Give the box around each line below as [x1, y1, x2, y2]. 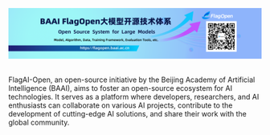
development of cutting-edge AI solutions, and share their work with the [8, 108, 247, 118]
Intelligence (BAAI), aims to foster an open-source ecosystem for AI [8, 83, 233, 92]
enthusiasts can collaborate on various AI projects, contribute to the [8, 100, 233, 110]
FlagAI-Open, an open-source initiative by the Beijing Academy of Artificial [8, 75, 256, 84]
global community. [8, 117, 70, 127]
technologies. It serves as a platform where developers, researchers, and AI [8, 92, 260, 101]
